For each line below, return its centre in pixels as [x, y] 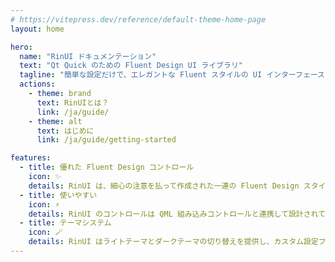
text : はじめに [65, 131]
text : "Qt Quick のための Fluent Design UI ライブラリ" [131, 66]
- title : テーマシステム [65, 223]
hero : [21, 47]
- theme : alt [55, 121]
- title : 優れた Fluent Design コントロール [107, 167]
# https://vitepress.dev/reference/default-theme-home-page [138, 19]
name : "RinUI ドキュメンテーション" [88, 56]
